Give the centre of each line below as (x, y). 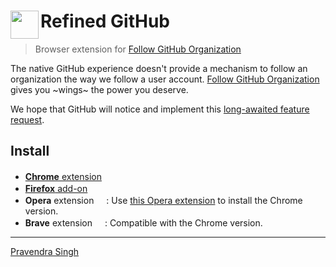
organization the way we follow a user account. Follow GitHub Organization (165, 79)
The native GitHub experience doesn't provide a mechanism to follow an (159, 68)
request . (27, 119)
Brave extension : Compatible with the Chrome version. (143, 222)
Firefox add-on (56, 188)
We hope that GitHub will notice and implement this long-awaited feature (160, 109)
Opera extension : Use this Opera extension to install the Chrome (163, 200)
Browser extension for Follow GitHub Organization (138, 49)
